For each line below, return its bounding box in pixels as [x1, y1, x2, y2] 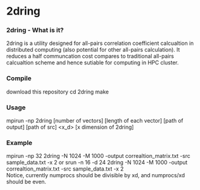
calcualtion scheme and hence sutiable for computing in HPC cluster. [6, 59, 179, 66]
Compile [6, 74, 32, 83]
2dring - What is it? [6, 26, 64, 35]
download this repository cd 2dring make [6, 88, 109, 95]
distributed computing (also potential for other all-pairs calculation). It [6, 46, 180, 53]
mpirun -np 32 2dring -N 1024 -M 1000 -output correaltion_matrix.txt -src [6, 152, 191, 160]
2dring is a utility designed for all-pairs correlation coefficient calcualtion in [6, 39, 194, 47]
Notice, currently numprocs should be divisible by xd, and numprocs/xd [6, 172, 185, 179]
